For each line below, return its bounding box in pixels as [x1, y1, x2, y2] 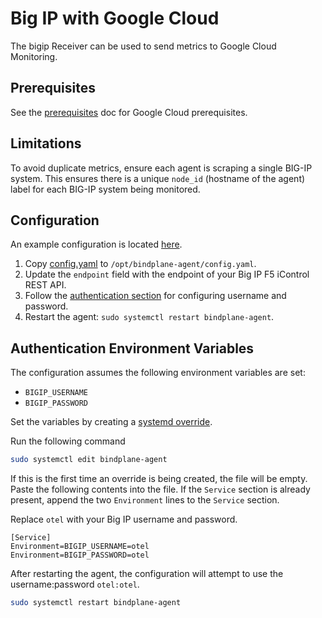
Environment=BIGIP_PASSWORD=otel [10, 550, 150, 561]
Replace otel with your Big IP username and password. [10, 513, 238, 526]
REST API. [24, 279, 67, 291]
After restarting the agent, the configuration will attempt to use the [10, 568, 284, 580]
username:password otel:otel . [10, 578, 140, 591]
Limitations [10, 135, 82, 152]
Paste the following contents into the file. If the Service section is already [10, 483, 311, 496]
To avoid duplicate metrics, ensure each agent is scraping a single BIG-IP [10, 162, 313, 174]
